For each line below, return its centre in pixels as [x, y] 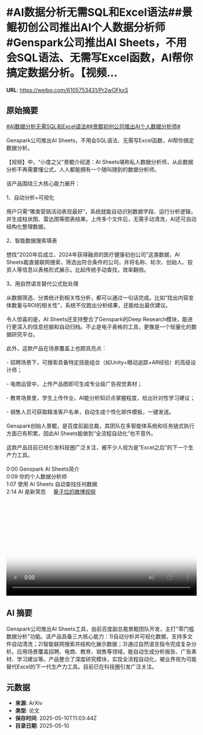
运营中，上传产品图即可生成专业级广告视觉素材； [82, 384]
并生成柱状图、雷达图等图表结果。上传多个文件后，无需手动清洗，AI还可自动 [101, 219]
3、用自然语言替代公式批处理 [42, 283]
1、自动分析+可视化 [30, 197]
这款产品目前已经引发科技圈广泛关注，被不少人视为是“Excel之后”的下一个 [97, 447]
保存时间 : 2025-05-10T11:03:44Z [56, 718]
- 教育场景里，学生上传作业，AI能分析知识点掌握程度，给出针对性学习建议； [101, 397]
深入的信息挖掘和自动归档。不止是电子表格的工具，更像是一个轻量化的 [104, 327]
